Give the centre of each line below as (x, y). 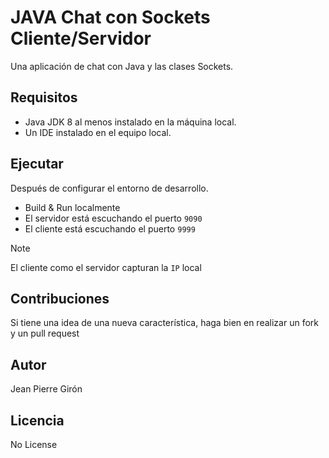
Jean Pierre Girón (46, 389)
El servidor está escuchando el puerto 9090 (113, 218)
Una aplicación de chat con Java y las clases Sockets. (122, 66)
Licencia (37, 420)
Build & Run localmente (72, 207)
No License (34, 444)
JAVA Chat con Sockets (110, 17)
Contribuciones (60, 298)
